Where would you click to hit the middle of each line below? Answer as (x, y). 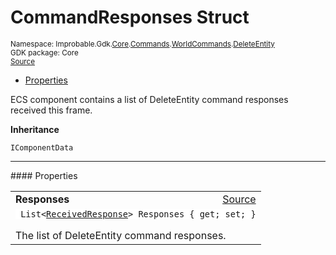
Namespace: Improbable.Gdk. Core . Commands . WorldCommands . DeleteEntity (142, 44)
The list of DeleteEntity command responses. (121, 235)
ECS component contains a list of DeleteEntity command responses (149, 99)
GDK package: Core (44, 52)
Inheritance (35, 129)
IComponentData (42, 147)
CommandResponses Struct (130, 17)
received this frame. (51, 110)
